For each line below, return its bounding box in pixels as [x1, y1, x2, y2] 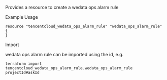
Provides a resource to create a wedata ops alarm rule [5, 5, 119, 10]
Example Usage [5, 14, 38, 20]
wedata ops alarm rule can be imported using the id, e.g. [5, 52, 124, 57]
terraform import [5, 61, 42, 66]
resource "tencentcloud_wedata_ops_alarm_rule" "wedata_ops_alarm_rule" [5, 24, 162, 29]
